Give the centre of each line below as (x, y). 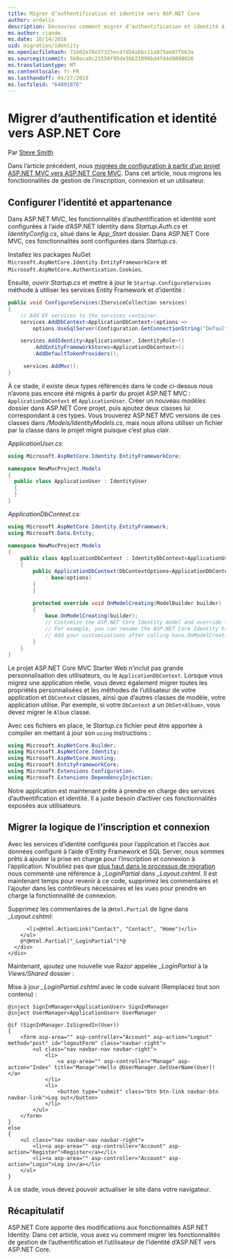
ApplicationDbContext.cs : (45, 514)
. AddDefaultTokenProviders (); (76, 354)
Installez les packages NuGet (49, 254)
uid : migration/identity (44, 46)
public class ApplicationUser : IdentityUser (81, 482)
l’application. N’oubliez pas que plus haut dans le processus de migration (112, 866)
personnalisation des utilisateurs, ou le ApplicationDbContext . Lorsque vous (115, 675)
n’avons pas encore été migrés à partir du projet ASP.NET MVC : (99, 393)
